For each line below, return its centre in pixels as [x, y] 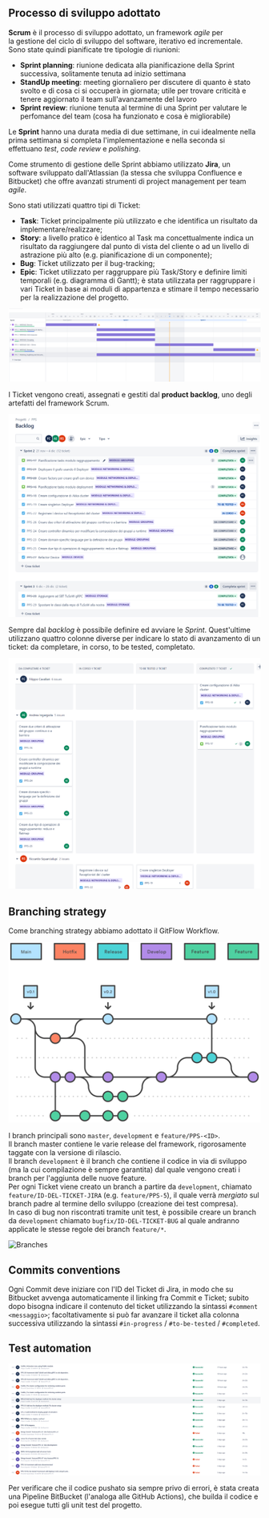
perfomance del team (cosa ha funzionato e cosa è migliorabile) [125, 116]
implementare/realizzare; [61, 229]
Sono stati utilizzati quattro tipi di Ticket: [74, 205]
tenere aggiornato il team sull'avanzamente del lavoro [108, 99]
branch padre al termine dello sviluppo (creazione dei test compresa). [123, 1204]
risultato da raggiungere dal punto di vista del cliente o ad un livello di [134, 246]
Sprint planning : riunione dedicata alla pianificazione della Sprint [127, 65]
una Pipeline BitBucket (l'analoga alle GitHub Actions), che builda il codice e [133, 1496]
